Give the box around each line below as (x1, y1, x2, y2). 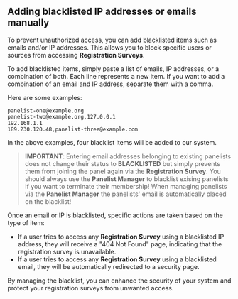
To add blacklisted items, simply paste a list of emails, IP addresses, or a (7, 64, 220, 73)
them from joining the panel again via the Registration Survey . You (24, 167, 222, 175)
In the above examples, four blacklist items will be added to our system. (7, 138, 217, 146)
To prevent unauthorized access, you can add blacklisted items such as (7, 36, 217, 44)
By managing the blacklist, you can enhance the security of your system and (7, 276, 232, 285)
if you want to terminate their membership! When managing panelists (24, 182, 227, 190)
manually (7, 17, 50, 29)
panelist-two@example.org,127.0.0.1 (7, 113, 116, 120)
